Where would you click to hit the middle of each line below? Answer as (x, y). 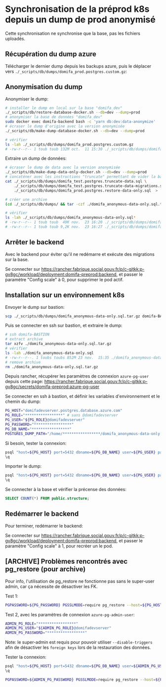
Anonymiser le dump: (27, 99)
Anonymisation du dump (44, 87)
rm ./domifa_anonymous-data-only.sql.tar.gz (52, 367)
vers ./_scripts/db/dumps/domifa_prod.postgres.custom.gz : (66, 71)
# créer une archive (26, 199)
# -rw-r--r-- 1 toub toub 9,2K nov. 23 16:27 (54, 227)
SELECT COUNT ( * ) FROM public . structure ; (47, 498)
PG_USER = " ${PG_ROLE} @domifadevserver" (45, 420)
